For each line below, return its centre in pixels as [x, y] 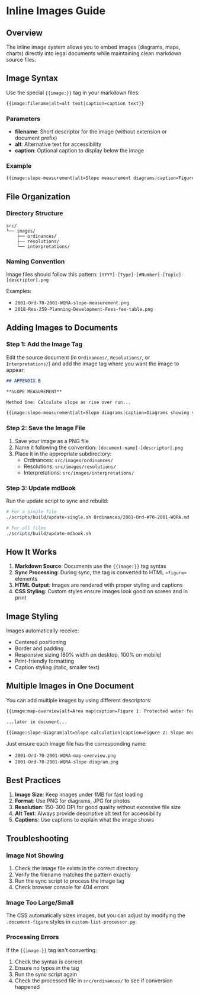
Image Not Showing [35, 855]
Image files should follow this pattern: [52, 275]
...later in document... [37, 722]
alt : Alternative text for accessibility [58, 144]
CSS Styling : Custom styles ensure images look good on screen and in [101, 591]
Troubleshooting [38, 839]
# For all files [26, 528]
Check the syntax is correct [49, 962]
